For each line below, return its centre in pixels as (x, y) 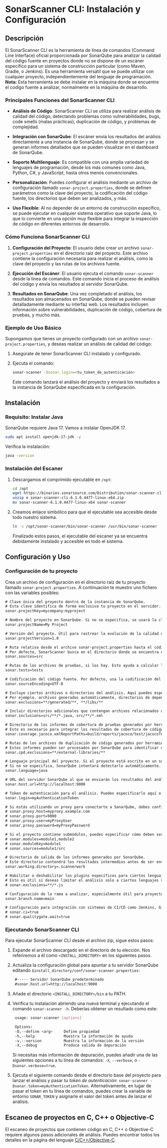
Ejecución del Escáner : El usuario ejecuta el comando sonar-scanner (83, 273)
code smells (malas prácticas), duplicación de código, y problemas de (84, 122)
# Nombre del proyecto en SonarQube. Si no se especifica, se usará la (81, 620)
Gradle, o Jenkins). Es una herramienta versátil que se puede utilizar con (80, 71)
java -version (20, 456)
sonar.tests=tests (24, 670)
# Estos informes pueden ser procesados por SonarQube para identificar (82, 748)
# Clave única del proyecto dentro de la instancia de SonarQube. (75, 602)
